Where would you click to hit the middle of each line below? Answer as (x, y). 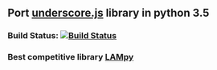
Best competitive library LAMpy (71, 57)
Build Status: (33, 36)
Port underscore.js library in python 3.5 (108, 13)
